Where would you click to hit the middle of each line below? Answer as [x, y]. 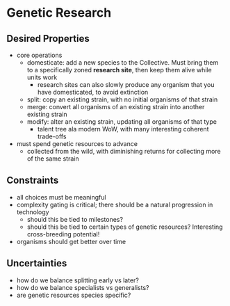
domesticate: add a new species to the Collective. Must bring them [123, 63]
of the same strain [53, 159]
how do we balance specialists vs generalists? [83, 287]
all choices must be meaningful [61, 197]
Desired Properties [48, 39]
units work [42, 77]
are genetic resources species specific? [74, 295]
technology [33, 212]
